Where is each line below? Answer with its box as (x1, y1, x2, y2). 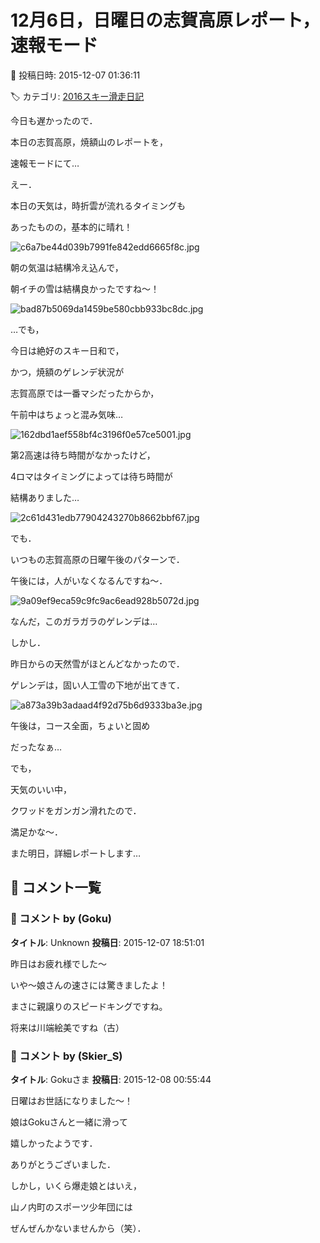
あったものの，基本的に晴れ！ (10, 221, 133, 233)
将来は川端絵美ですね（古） (10, 1021, 125, 1033)
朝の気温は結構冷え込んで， (10, 261, 124, 273)
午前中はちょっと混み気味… (10, 408, 124, 420)
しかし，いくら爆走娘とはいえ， (10, 1179, 142, 1191)
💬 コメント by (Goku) (10, 912, 112, 926)
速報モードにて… (10, 157, 80, 169)
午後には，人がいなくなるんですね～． (10, 574, 168, 586)
